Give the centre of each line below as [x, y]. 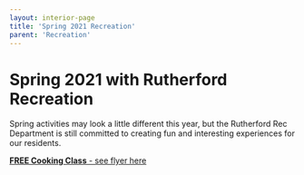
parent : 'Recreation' [50, 34]
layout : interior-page [52, 18]
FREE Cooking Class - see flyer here [78, 160]
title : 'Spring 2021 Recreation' [73, 26]
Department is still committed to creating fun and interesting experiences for [152, 133]
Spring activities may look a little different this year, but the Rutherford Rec [148, 124]
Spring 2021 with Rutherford [118, 79]
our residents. [35, 143]
